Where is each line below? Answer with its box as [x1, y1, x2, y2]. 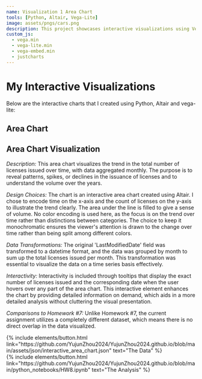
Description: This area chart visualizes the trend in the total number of [6, 160, 180, 167]
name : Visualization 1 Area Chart [6, 8, 93, 15]
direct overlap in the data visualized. [6, 322, 96, 330]
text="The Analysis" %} [91, 366, 150, 373]
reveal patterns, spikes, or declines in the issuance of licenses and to [6, 173, 177, 180]
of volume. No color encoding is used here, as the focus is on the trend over [6, 210, 195, 217]
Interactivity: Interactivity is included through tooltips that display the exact [6, 272, 192, 279]
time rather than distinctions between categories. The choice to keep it [6, 217, 182, 224]
